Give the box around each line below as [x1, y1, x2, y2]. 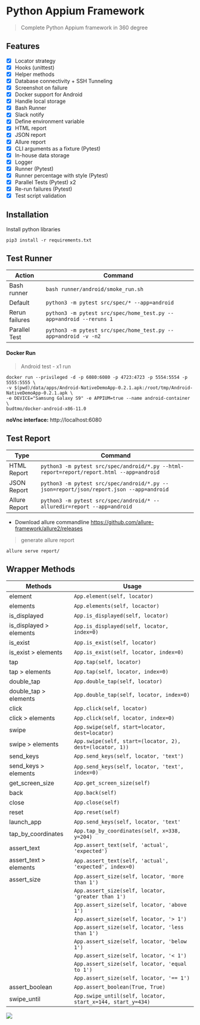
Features [6, 41, 40, 51]
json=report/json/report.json [40, 486, 126, 492]
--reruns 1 [82, 316, 113, 322]
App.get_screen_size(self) [74, 779, 151, 787]
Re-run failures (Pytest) [14, 185, 73, 192]
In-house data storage [14, 151, 70, 159]
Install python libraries [6, 225, 61, 232]
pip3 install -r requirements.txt [6, 237, 92, 243]
